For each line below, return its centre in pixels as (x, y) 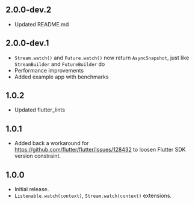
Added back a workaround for (51, 143)
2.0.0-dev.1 (27, 43)
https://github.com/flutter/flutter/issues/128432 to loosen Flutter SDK (100, 150)
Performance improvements (49, 70)
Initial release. (32, 189)
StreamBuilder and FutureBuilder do (60, 64)
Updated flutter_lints (40, 110)
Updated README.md (42, 24)
